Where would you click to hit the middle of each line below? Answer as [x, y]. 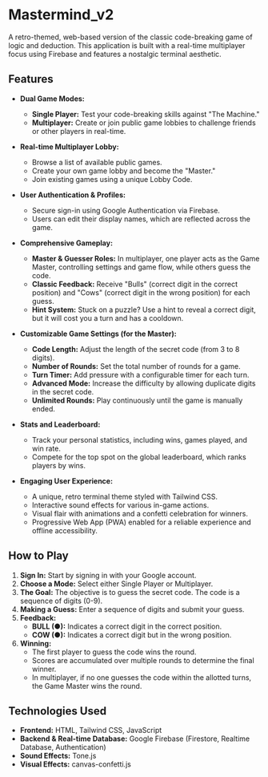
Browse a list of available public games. [97, 162]
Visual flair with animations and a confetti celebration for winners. [140, 513]
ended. [44, 409]
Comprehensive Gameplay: [66, 243]
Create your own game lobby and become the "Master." [124, 171]
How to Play [39, 556]
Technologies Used [57, 711]
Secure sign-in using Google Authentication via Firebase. [126, 210]
